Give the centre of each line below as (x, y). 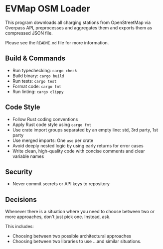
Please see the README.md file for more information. (57, 42)
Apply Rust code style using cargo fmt (52, 124)
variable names (28, 156)
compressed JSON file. (29, 33)
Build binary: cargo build (38, 76)
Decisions (21, 199)
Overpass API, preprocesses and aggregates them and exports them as (79, 27)
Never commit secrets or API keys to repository (61, 184)
